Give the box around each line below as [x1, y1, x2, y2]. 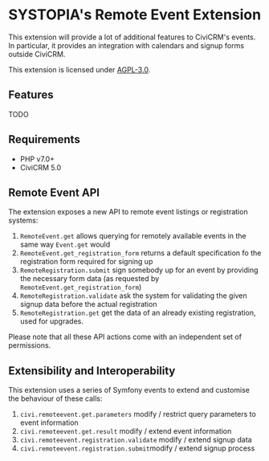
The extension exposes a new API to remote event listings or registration [8, 207, 248, 217]
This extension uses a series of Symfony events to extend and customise [8, 386, 251, 395]
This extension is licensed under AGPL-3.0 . [8, 64, 151, 74]
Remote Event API [8, 186, 100, 199]
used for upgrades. [19, 316, 84, 326]
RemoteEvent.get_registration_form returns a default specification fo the [19, 248, 262, 258]
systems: [8, 215, 39, 226]
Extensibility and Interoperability [8, 364, 176, 377]
